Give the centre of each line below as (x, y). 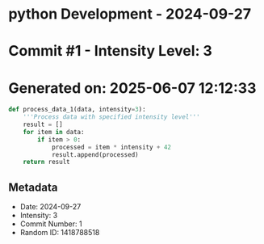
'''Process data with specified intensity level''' (111, 117)
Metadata (33, 187)
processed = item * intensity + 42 (111, 147)
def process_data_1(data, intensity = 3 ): (78, 110)
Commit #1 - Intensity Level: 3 (110, 51)
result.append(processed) (95, 154)
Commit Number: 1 (51, 224)
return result (46, 162)
